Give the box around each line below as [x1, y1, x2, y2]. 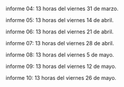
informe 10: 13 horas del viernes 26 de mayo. [5, 74, 117, 81]
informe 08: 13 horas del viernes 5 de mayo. [5, 51, 114, 58]
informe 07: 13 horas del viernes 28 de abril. [5, 40, 114, 46]
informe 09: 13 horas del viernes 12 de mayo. [5, 63, 117, 70]
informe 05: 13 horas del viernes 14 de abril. [5, 17, 114, 23]
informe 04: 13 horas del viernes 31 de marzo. [5, 5, 119, 12]
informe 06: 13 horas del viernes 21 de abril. [5, 28, 114, 35]
